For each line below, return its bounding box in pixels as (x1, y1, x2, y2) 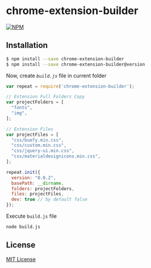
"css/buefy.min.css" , (11, 137, 64, 143)
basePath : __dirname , (11, 180, 64, 186)
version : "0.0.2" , (11, 174, 57, 181)
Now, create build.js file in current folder (6, 72, 107, 79)
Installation (6, 40, 48, 50)
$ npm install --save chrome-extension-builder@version (6, 61, 145, 67)
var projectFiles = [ (6, 132, 59, 138)
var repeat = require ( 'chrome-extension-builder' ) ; (6, 83, 135, 89)
